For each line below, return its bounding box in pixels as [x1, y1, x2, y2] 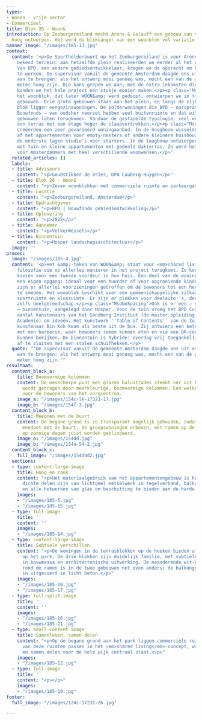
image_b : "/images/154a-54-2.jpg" [17, 442, 103, 448]
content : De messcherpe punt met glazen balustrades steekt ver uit [17, 379, 192, 385]
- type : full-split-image [11, 593, 77, 599]
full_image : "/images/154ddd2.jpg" [17, 452, 106, 458]
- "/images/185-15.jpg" [17, 503, 77, 509]
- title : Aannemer [11, 222, 58, 228]
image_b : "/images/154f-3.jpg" [17, 402, 96, 408]
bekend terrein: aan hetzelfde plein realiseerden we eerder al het [17, 59, 192, 65]
